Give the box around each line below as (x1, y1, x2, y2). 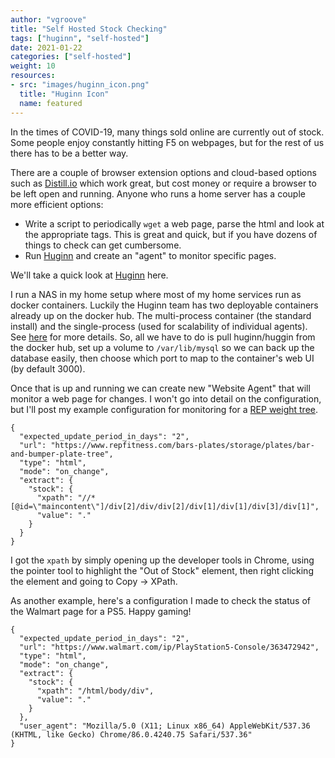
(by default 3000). (10, 362, 86, 375)
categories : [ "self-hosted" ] (10, 52, 132, 62)
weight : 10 (10, 61, 56, 71)
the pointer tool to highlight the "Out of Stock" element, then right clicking (10, 564, 314, 576)
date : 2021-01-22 (10, 42, 83, 53)
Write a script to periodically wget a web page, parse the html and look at (24, 217, 325, 230)
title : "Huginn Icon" (19, 89, 110, 99)
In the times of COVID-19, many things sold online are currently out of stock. (10, 126, 325, 138)
